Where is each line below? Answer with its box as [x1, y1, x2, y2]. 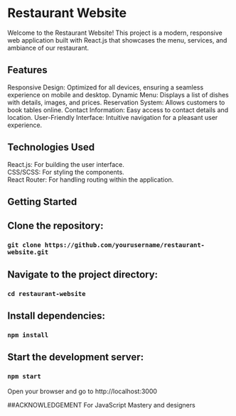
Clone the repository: [7, 220, 104, 232]
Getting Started [7, 195, 77, 207]
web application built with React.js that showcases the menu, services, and [7, 35, 227, 44]
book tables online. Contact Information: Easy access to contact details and [7, 105, 229, 114]
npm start [7, 373, 41, 381]
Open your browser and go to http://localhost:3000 [7, 387, 158, 395]
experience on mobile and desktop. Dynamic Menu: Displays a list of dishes [7, 90, 230, 99]
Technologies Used [7, 141, 95, 153]
